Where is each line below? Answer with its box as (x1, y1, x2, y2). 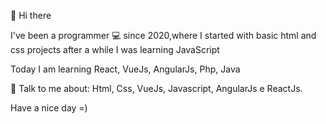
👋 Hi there (10, 10, 52, 21)
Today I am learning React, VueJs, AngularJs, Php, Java (10, 63, 241, 75)
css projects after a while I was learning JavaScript (10, 44, 220, 55)
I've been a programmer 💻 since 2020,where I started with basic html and (10, 30, 317, 41)
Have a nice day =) (10, 102, 88, 114)
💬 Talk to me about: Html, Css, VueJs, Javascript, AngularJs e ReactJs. (10, 83, 303, 94)
